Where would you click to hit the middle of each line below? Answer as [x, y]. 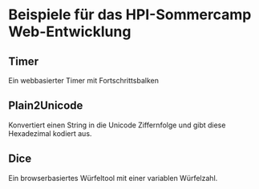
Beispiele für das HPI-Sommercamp [130, 15]
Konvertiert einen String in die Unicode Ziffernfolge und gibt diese [117, 125]
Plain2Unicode [46, 106]
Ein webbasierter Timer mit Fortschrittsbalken [83, 80]
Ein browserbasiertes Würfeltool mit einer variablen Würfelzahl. [113, 178]
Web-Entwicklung [70, 32]
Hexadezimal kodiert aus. [50, 133]
